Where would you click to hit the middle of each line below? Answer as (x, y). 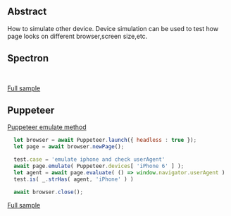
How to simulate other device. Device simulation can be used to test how (113, 28)
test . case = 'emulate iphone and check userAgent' (89, 160)
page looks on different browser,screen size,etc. (77, 36)
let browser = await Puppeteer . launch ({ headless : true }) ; (105, 140)
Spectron (28, 58)
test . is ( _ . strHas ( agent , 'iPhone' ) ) (74, 179)
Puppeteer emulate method (47, 127)
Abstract (27, 12)
